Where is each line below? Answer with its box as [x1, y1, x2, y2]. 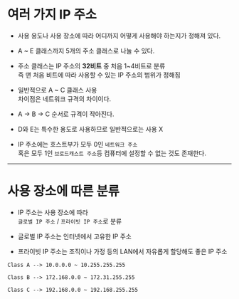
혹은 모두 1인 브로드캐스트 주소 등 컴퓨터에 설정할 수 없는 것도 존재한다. [17, 149, 207, 157]
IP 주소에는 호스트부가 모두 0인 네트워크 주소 [17, 140, 138, 148]
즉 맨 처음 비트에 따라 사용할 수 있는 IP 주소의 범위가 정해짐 [17, 70, 181, 79]
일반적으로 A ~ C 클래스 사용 [17, 85, 97, 94]
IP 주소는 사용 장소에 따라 [17, 208, 89, 216]
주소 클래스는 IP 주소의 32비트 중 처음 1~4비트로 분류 [17, 61, 166, 70]
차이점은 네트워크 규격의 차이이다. [17, 94, 112, 103]
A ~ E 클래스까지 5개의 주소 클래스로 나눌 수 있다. [17, 46, 155, 55]
